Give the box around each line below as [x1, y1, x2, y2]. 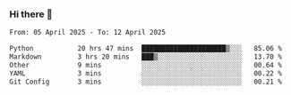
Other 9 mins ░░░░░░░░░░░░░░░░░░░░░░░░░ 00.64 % [9, 60, 282, 69]
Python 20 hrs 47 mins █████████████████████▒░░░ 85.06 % [9, 44, 282, 53]
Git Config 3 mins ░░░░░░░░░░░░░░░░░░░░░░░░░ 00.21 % [9, 77, 282, 86]
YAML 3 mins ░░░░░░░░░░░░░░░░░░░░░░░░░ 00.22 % [9, 68, 282, 78]
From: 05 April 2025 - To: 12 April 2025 [9, 28, 167, 37]
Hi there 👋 [9, 8, 54, 20]
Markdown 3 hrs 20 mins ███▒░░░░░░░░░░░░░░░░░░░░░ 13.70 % [9, 52, 282, 61]
